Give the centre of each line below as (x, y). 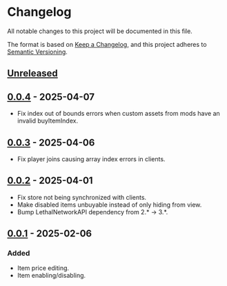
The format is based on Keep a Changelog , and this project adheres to (107, 44)
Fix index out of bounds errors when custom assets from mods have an (119, 114)
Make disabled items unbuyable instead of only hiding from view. (109, 205)
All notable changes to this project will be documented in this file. (100, 31)
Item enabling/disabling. (51, 276)
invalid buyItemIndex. (47, 121)
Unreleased (33, 73)
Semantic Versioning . (37, 52)
